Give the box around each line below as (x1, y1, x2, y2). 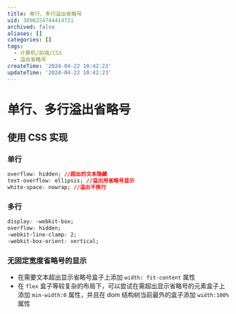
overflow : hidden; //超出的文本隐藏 (7, 171, 108, 178)
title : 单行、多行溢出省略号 (7, 10, 82, 18)
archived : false (7, 23, 55, 30)
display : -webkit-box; (7, 218, 74, 225)
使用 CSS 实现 (7, 131, 68, 144)
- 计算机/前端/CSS (13, 50, 62, 57)
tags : (7, 43, 23, 50)
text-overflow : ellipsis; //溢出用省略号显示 (7, 177, 135, 185)
